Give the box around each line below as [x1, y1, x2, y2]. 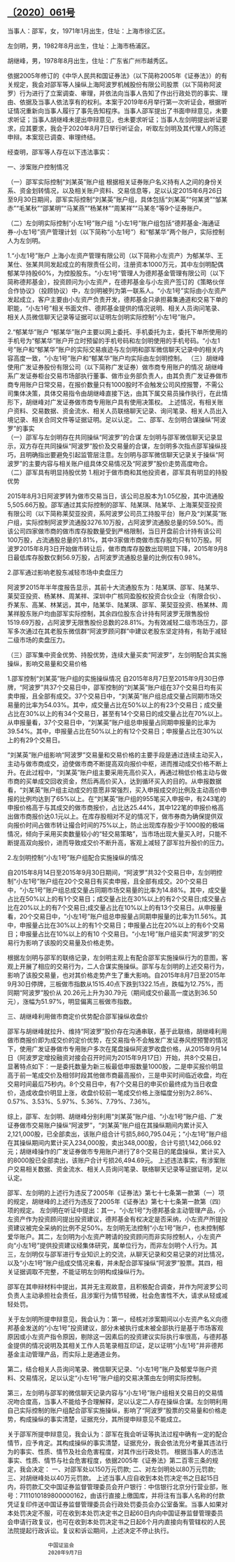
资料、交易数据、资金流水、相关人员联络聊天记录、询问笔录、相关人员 [13, 406, 215, 415]
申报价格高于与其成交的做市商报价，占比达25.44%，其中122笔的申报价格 [7, 803, 218, 812]
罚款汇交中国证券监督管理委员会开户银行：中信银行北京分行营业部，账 [25, 1482, 228, 1490]
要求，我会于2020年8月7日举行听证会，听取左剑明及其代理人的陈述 [31, 124, 226, 132]
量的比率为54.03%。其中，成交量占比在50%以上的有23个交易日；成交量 [13, 701, 222, 709]
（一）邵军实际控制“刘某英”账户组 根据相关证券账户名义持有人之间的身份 [7, 178, 217, 186]
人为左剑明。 [7, 236, 44, 244]
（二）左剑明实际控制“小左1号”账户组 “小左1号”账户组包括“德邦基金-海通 [7, 218, 215, 227]
